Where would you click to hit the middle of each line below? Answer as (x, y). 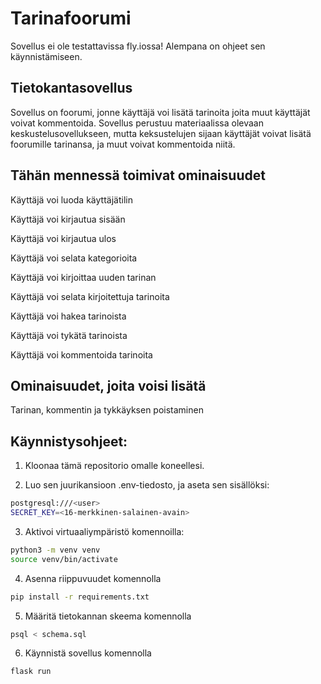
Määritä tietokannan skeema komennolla (108, 616)
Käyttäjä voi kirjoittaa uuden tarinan (83, 277)
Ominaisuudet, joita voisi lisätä (108, 385)
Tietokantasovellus (71, 88)
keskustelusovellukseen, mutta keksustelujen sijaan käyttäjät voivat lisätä (161, 133)
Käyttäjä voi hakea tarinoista (68, 316)
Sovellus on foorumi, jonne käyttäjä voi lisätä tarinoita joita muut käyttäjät (160, 112)
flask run (31, 672)
